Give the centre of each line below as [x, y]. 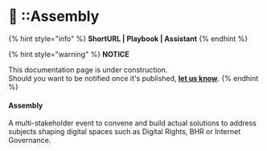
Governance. [30, 141]
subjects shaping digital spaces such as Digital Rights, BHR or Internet [125, 132]
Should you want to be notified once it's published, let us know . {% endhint [133, 78]
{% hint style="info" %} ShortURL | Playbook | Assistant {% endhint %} [128, 39]
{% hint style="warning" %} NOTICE [69, 54]
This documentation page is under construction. [88, 69]
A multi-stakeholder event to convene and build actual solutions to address [133, 123]
